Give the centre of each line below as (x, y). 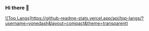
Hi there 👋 (17, 8)
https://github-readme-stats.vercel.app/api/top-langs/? (87, 18)
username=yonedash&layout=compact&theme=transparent (66, 23)
